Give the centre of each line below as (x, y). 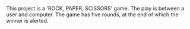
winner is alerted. (27, 21)
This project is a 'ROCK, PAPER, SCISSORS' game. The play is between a (95, 8)
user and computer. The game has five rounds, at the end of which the (93, 14)
